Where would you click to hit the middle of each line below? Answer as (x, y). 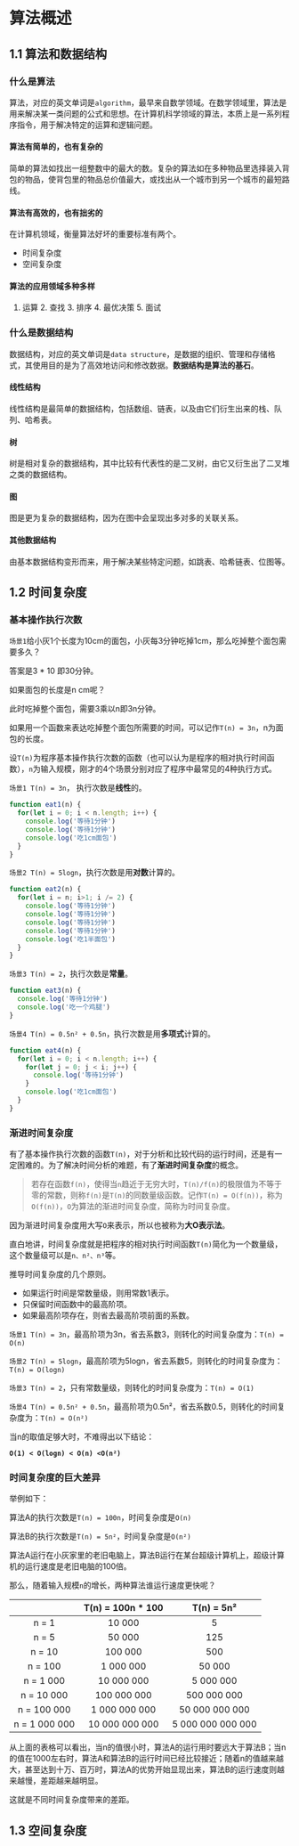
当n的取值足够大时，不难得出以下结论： (82, 1437)
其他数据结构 (32, 540)
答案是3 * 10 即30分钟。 (54, 671)
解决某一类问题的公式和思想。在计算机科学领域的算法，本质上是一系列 (153, 113)
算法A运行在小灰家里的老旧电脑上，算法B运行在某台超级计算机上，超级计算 (147, 1556)
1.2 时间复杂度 (48, 592)
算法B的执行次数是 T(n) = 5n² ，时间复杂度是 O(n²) (100, 1536)
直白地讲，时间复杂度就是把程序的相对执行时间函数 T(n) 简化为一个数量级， (146, 1244)
